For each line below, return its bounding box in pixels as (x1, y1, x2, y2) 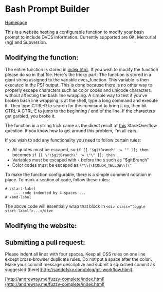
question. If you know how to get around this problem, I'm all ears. (5, 128, 138, 134)
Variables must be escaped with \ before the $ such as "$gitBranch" (12, 157, 149, 163)
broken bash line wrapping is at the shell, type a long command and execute (5, 97, 158, 103)
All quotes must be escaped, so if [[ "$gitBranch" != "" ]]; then (12, 146, 149, 152)
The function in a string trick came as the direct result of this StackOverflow (5, 122, 157, 128)
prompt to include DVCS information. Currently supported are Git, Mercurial (5, 34, 156, 40)
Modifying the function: (5, 54, 79, 62)
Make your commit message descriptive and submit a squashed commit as (5, 261, 155, 267)
